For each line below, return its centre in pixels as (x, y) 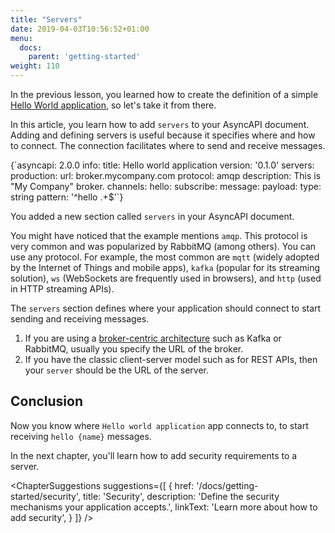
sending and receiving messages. (80, 319)
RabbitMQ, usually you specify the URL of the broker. (134, 349)
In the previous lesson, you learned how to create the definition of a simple (164, 94)
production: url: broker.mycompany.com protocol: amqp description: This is (166, 175)
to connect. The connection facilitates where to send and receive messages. (168, 145)
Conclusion (47, 401)
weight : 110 (35, 66)
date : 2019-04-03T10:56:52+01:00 (80, 29)
